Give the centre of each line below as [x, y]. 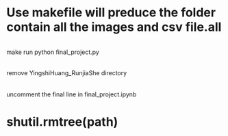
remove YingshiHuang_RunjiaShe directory [67, 73]
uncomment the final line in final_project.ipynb [72, 94]
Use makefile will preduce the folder [111, 13]
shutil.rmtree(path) [62, 122]
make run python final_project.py [53, 52]
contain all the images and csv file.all [114, 27]
